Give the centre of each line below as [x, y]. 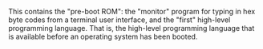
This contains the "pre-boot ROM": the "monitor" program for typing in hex [132, 11]
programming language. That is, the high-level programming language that [131, 28]
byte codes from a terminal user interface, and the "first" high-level [119, 20]
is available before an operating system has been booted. [103, 36]
